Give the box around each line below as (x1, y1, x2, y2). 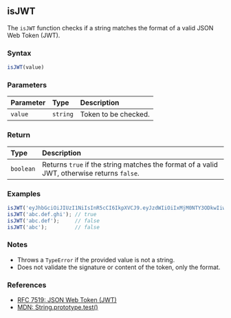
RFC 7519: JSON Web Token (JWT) (16, 295, 117, 304)
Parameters (7, 80, 47, 89)
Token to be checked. (80, 109, 150, 119)
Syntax (7, 48, 32, 58)
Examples (7, 189, 41, 198)
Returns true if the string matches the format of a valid (42, 160, 219, 169)
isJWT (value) (7, 64, 45, 71)
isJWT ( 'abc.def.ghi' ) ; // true (7, 211, 97, 218)
